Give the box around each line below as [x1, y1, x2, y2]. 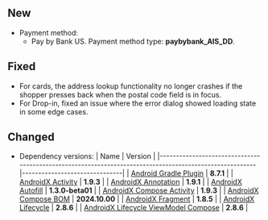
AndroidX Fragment [125, 194, 191, 204]
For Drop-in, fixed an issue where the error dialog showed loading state [19, 98, 257, 108]
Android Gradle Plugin [130, 168, 204, 178]
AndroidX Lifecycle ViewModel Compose [83, 203, 221, 213]
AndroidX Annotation [110, 177, 180, 187]
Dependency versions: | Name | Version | [19, 152, 156, 161]
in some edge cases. [19, 106, 89, 116]
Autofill [19, 185, 43, 196]
